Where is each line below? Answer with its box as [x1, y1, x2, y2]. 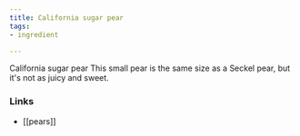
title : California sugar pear [9, 13, 125, 23]
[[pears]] [22, 115, 56, 127]
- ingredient [9, 30, 59, 39]
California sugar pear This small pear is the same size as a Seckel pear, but [9, 63, 291, 73]
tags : [9, 22, 30, 31]
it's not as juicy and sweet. [9, 73, 109, 83]
